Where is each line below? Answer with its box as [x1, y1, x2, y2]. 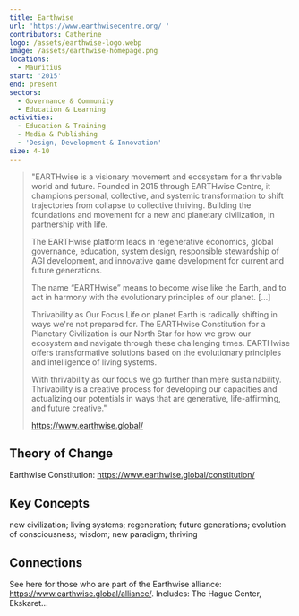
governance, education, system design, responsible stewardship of [30, 246, 280, 256]
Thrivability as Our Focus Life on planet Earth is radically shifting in [30, 308, 278, 319]
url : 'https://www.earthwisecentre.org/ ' [9, 22, 170, 30]
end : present [9, 80, 58, 89]
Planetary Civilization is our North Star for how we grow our [30, 328, 252, 339]
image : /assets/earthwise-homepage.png [9, 47, 158, 56]
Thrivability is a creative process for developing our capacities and [30, 383, 278, 395]
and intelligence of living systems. [30, 356, 158, 368]
